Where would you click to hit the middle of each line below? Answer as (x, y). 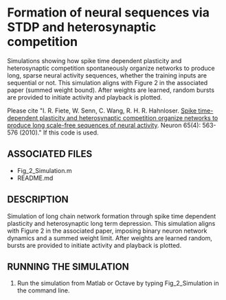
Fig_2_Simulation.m (44, 170)
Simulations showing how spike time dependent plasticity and (94, 60)
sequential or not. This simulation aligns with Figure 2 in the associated (108, 82)
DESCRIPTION (38, 199)
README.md (35, 178)
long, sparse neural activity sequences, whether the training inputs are (107, 75)
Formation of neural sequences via (108, 13)
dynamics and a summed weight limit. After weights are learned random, (110, 238)
